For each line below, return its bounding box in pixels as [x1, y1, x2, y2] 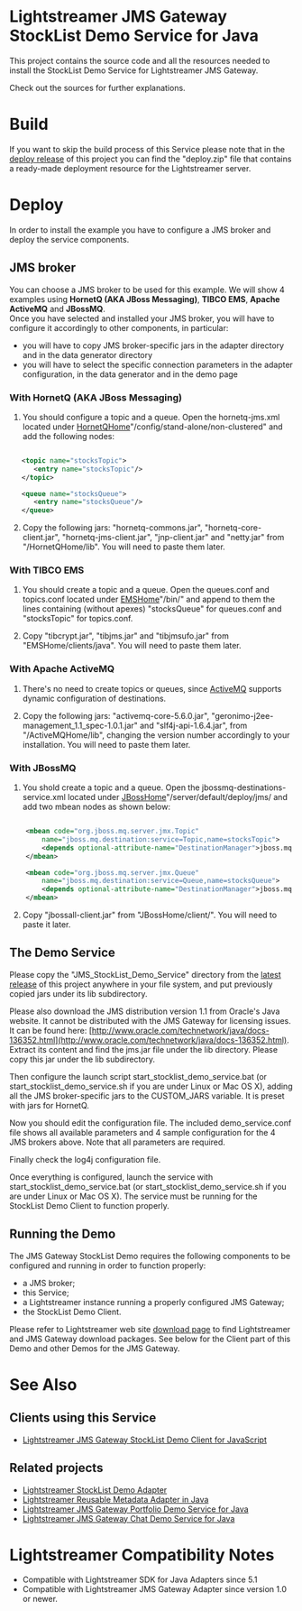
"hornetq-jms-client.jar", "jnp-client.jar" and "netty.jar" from [61, 532, 285, 543]
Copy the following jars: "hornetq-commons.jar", [22, 522, 203, 533]
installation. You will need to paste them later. [22, 739, 191, 750]
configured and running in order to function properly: [9, 1260, 206, 1271]
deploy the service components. [9, 234, 130, 244]
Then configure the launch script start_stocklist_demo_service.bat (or [9, 1071, 268, 1082]
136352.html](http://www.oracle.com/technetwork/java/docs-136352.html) [9, 1035, 288, 1045]
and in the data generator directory [22, 349, 153, 360]
